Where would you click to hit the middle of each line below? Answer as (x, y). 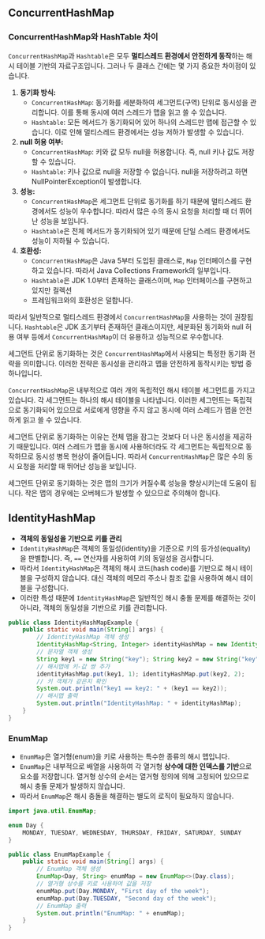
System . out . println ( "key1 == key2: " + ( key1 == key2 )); (132, 689)
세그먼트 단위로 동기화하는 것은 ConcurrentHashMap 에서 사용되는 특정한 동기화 (128, 353)
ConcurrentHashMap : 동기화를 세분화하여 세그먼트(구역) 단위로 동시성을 (140, 102)
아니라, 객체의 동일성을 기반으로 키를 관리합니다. (93, 608)
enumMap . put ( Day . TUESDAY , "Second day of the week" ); (127, 898)
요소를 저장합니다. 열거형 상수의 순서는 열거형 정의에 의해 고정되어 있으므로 (134, 776)
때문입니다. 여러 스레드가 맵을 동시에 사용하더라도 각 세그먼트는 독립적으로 (130, 446)
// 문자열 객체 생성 (64, 652)
